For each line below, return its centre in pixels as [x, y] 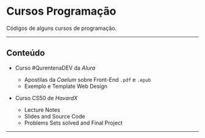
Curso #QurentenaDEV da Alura [55, 68]
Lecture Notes [42, 110]
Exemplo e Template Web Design [66, 86]
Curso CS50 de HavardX [46, 98]
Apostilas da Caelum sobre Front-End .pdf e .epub [88, 79]
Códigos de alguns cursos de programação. [62, 28]
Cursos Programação [61, 11]
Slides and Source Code [55, 116]
